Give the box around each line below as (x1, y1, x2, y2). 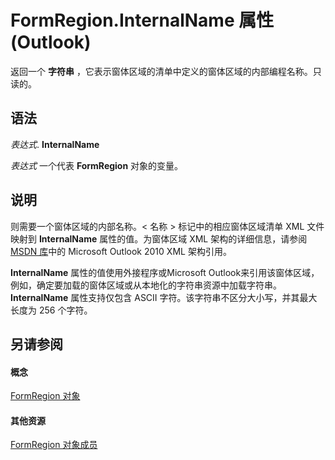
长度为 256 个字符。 (10, 304, 93, 316)
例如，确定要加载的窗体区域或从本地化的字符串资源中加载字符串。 (10, 279, 282, 291)
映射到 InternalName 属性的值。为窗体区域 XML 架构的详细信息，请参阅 (10, 232, 308, 245)
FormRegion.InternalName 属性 (10, 9, 275, 32)
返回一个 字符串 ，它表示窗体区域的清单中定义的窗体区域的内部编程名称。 (10, 65, 313, 77)
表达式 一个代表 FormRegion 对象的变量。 (10, 159, 184, 171)
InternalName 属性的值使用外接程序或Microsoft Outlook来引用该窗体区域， (10, 266, 320, 278)
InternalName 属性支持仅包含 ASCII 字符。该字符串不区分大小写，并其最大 (10, 291, 318, 303)
